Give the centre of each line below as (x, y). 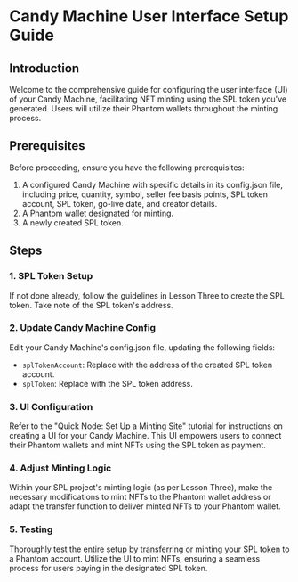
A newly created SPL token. (73, 222)
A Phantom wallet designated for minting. (98, 213)
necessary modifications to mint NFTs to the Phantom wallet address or (140, 497)
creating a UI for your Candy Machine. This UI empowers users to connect (145, 436)
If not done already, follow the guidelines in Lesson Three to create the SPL (147, 295)
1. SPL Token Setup (51, 276)
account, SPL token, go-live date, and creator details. (120, 203)
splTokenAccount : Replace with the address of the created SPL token (147, 365)
